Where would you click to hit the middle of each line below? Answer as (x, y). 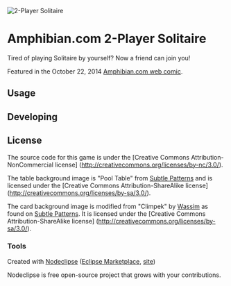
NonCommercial (31, 165)
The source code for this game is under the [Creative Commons (99, 157)
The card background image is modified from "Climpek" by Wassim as (108, 206)
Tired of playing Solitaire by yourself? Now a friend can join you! (99, 58)
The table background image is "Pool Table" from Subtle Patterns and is (110, 178)
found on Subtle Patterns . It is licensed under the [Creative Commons (106, 213)
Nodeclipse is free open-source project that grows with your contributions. (114, 275)
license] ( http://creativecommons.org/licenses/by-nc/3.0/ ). (139, 165)
